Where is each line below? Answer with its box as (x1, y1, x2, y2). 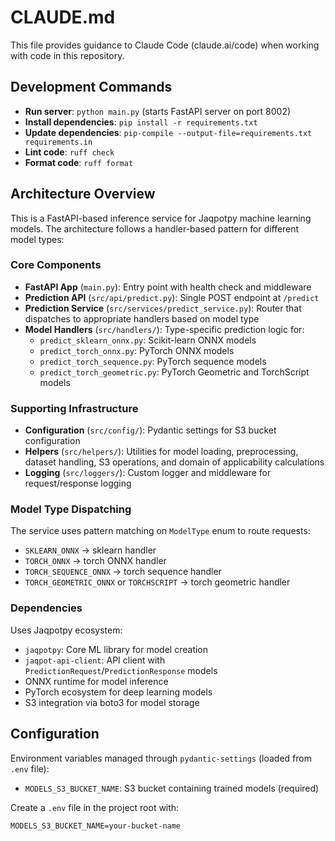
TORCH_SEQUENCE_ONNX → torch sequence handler (24, 566, 222, 578)
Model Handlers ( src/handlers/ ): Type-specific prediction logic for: (24, 323, 305, 335)
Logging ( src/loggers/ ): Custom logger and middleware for (24, 467, 272, 479)
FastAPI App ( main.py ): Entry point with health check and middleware (24, 281, 312, 293)
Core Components (10, 258, 102, 272)
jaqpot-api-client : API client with (24, 654, 166, 666)
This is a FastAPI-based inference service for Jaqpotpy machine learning (10, 212, 312, 224)
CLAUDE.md (10, 6, 116, 29)
